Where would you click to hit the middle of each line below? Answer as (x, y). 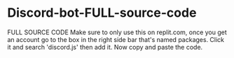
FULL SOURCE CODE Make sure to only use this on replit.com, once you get (117, 32)
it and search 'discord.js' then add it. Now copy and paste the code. (105, 47)
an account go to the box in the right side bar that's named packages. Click (116, 39)
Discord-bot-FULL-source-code (102, 13)
